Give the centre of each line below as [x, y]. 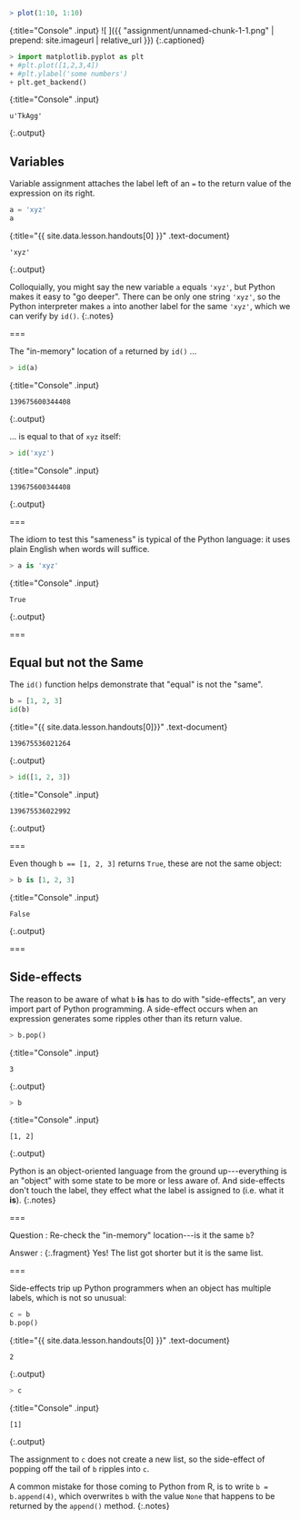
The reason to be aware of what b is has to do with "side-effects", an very [148, 999]
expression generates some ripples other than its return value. [126, 1018]
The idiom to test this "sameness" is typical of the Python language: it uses [150, 539]
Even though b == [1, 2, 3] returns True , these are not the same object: [146, 863]
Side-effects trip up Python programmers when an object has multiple [140, 1288]
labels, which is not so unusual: [68, 1298]
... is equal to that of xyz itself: [65, 436]
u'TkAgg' [26, 116]
